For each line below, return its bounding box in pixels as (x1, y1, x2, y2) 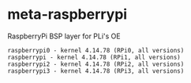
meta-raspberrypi (7, 5, 128, 23)
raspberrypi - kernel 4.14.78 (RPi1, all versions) (7, 53, 181, 61)
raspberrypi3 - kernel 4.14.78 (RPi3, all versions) (7, 67, 185, 75)
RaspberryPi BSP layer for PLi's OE (7, 31, 121, 41)
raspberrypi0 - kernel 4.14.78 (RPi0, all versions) (7, 46, 185, 54)
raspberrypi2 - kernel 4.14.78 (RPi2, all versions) (7, 60, 185, 68)
